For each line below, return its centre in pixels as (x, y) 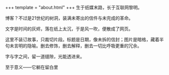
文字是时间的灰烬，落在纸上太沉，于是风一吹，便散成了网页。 (69, 29)
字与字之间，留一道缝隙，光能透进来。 (45, 56)
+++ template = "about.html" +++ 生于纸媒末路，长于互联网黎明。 (74, 7)
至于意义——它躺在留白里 (32, 67)
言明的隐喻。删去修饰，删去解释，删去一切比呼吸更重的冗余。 (78, 46)
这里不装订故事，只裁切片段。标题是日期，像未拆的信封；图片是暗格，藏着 (82, 40)
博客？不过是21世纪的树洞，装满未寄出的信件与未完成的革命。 (69, 18)
